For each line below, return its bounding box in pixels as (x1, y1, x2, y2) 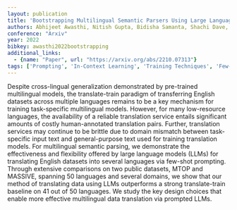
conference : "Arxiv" (7, 30, 68, 37)
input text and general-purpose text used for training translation (32, 135, 217, 143)
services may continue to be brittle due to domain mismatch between (7, 127, 209, 135)
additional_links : (7, 50, 61, 57)
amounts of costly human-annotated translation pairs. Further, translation (7, 119, 220, 128)
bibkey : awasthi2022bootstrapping (7, 43, 109, 50)
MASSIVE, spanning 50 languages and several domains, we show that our (7, 172, 222, 180)
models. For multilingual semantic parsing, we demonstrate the (7, 142, 190, 150)
